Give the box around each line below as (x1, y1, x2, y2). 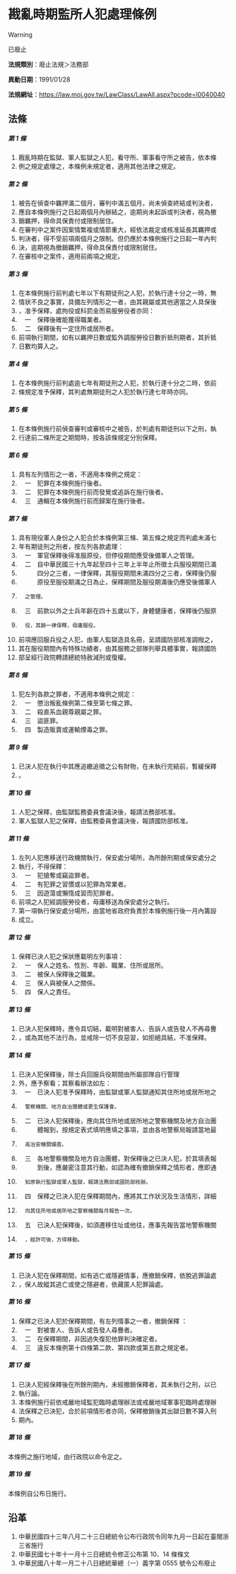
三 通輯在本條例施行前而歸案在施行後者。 (24, 497, 149, 506)
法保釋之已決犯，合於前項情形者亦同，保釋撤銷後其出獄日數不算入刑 (18, 1407, 217, 1415)
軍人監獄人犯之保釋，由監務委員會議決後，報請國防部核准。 (18, 817, 192, 825)
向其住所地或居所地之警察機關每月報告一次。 (25, 1207, 136, 1215)
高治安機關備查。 (25, 1141, 68, 1148)
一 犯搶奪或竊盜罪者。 (24, 871, 93, 879)
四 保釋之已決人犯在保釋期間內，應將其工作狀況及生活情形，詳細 (24, 1192, 217, 1200)
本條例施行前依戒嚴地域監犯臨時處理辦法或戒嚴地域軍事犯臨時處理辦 (18, 1397, 217, 1406)
